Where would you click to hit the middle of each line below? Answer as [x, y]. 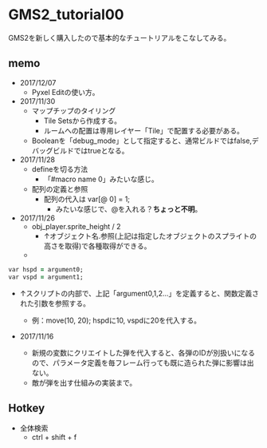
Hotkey [27, 408]
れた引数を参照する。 [55, 303]
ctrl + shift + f [54, 438]
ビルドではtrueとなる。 [91, 150]
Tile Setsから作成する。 [82, 121]
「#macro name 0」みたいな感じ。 [101, 179]
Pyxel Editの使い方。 [65, 92]
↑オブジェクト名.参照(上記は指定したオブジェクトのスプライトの [150, 236]
